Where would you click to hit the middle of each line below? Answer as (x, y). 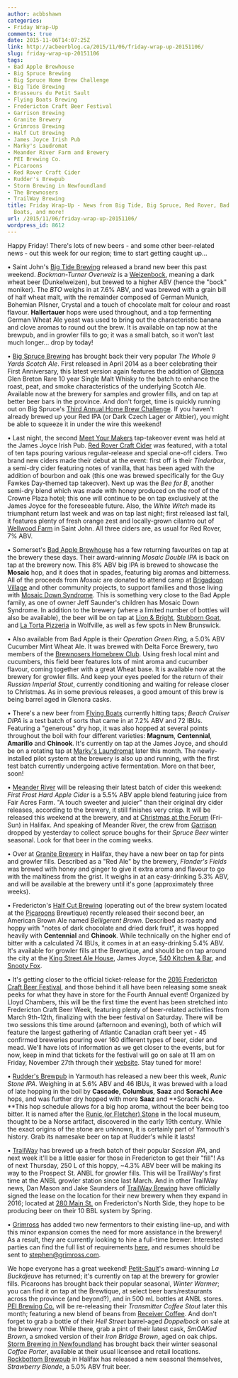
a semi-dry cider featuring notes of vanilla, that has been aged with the (111, 468)
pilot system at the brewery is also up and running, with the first (126, 758)
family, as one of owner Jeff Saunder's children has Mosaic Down (103, 602)
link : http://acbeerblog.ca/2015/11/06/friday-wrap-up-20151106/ (106, 47)
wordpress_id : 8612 (36, 225)
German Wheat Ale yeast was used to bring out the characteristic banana (114, 320)
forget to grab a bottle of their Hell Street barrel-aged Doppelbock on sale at (119, 1321)
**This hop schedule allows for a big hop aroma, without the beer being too (118, 1106)
